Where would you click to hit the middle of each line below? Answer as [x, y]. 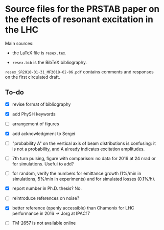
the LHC [22, 30]
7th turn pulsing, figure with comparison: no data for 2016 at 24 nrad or [84, 159]
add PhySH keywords [34, 114]
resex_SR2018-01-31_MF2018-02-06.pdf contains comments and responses [80, 71]
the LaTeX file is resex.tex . [39, 53]
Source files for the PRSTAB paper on [82, 9]
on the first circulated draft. [33, 77]
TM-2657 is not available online [44, 223]
